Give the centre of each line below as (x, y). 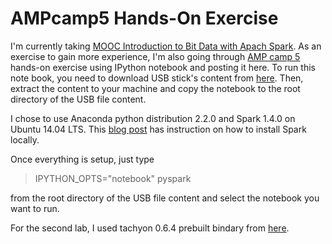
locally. (25, 139)
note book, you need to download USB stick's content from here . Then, (157, 78)
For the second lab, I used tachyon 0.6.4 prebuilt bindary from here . (150, 228)
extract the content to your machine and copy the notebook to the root (155, 88)
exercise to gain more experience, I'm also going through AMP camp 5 (155, 56)
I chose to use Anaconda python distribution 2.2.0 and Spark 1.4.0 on (153, 118)
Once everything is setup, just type (82, 159)
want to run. (35, 208)
